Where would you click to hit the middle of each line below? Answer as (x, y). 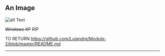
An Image (20, 8)
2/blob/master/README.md (33, 44)
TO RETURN (17, 38)
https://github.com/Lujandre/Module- (69, 38)
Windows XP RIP (22, 29)
